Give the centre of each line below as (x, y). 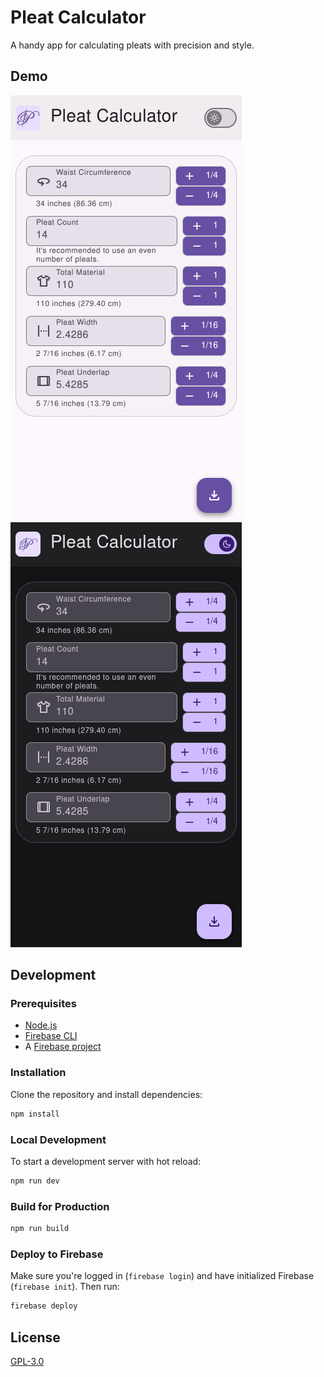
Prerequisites (43, 1004)
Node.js (41, 1025)
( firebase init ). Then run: (65, 1287)
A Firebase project (63, 1047)
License (35, 1337)
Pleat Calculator (78, 17)
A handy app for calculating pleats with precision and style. (132, 45)
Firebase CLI (51, 1036)
